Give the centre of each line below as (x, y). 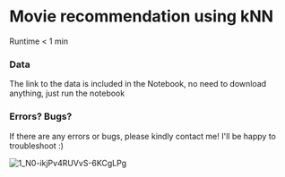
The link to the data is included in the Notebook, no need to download (138, 84)
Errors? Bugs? (41, 116)
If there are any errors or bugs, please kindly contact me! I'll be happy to (142, 136)
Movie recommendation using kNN (142, 17)
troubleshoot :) (37, 146)
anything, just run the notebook (67, 93)
